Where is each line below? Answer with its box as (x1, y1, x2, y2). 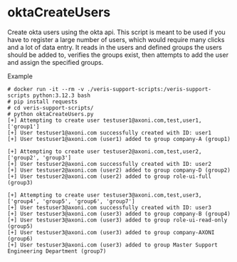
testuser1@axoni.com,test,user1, (102, 117, 202, 124)
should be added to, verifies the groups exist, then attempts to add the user (7, 51, 229, 59)
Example (7, 72, 33, 80)
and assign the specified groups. (7, 58, 104, 66)
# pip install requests (7, 98, 78, 105)
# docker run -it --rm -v (7, 85, 84, 93)
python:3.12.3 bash (33, 92, 91, 99)
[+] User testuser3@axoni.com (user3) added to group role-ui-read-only (7, 216, 228, 224)
